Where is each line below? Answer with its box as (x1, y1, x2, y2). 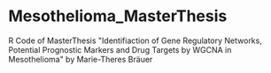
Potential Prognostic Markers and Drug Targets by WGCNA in (8, 44, 232, 55)
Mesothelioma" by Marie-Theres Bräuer (8, 54, 153, 64)
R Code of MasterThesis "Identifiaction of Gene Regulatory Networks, (8, 35, 262, 46)
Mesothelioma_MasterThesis (8, 6, 228, 26)
